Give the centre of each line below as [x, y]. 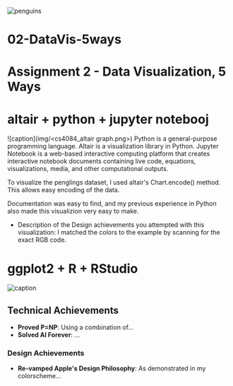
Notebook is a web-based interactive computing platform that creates [109, 154]
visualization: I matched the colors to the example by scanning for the [119, 233]
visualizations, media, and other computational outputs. [88, 169]
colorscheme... [39, 376]
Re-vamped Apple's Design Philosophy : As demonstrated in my [112, 368]
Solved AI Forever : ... [48, 335]
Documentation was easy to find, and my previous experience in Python [112, 204]
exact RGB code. [42, 240]
